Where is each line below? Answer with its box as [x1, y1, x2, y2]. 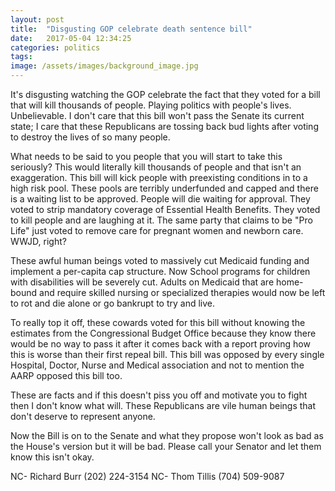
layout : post [10, 14, 65, 25]
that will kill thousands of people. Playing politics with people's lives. [10, 99, 292, 111]
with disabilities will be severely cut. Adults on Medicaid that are [10, 276, 275, 288]
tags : [10, 52, 33, 62]
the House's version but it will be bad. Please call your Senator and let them [10, 441, 322, 452]
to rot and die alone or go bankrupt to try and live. [10, 297, 215, 309]
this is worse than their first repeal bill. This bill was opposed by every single [10, 349, 325, 360]
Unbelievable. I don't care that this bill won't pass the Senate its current [10, 110, 305, 121]
